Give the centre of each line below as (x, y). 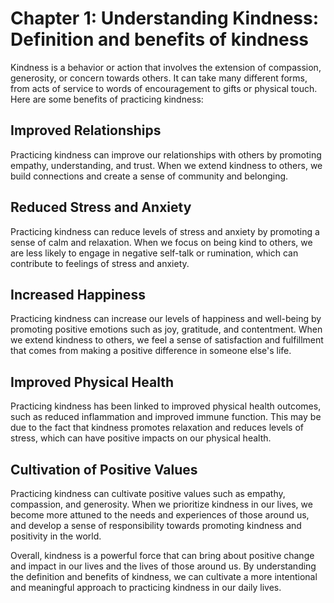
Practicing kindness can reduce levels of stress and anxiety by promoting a (165, 231)
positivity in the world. (56, 536)
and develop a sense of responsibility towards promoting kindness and (156, 525)
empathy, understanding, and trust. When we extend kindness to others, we (166, 165)
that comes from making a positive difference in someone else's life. (151, 351)
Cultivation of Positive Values (104, 469)
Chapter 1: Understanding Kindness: (165, 18)
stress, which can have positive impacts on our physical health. (141, 438)
